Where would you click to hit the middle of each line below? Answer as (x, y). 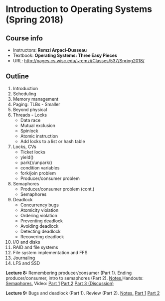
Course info (24, 38)
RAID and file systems (35, 247)
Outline (17, 76)
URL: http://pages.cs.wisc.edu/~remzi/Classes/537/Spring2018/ (79, 61)
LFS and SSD (26, 263)
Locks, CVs (24, 147)
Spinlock (29, 131)
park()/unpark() (36, 162)
